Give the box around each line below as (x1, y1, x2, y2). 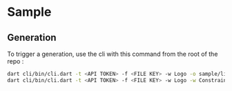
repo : (7, 57, 24, 65)
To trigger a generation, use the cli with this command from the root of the (7, 50, 218, 58)
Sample (7, 4, 52, 20)
